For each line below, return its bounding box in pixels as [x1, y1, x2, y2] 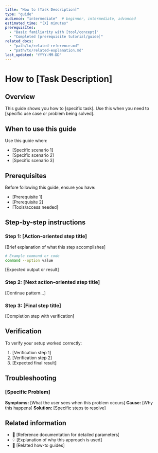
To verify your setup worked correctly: [5, 340, 82, 346]
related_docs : [5, 39, 34, 44]
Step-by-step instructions [5, 218, 86, 227]
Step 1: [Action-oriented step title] [5, 233, 88, 240]
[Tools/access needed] [12, 204, 59, 210]
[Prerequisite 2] [12, 199, 44, 205]
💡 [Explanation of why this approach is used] [12, 437, 102, 443]
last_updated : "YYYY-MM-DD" [5, 52, 62, 57]
